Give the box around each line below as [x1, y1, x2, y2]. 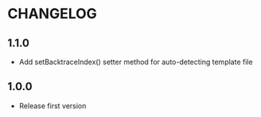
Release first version [18, 100, 87, 111]
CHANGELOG [7, 5, 97, 23]
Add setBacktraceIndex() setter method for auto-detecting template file [18, 57, 253, 66]
